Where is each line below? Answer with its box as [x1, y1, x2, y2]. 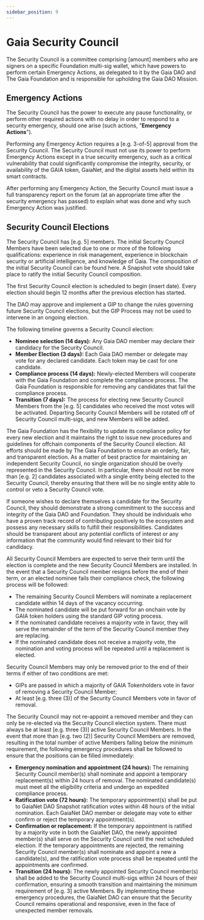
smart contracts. [6, 172, 47, 180]
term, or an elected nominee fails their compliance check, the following [6, 574, 185, 582]
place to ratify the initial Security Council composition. [6, 270, 142, 278]
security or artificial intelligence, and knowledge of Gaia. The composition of [6, 258, 198, 265]
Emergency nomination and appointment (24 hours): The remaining [15, 764, 189, 771]
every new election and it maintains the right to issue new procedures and [6, 434, 192, 441]
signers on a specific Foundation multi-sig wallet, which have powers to [6, 62, 186, 69]
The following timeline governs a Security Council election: [6, 325, 154, 333]
